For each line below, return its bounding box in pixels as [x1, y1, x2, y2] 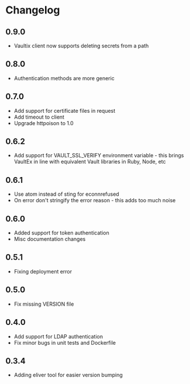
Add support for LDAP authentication [13, 333, 103, 340]
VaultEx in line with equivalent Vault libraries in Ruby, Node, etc [13, 158, 166, 165]
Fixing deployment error [13, 268, 72, 275]
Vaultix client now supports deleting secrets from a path [13, 42, 149, 49]
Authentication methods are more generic [13, 74, 115, 82]
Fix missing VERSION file [13, 300, 74, 307]
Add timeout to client [13, 113, 65, 120]
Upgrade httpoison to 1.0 [13, 119, 74, 126]
